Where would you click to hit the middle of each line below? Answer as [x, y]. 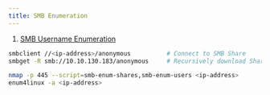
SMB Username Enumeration [68, 39]
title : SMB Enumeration [48, 16]
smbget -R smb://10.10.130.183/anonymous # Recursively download [127, 61]
